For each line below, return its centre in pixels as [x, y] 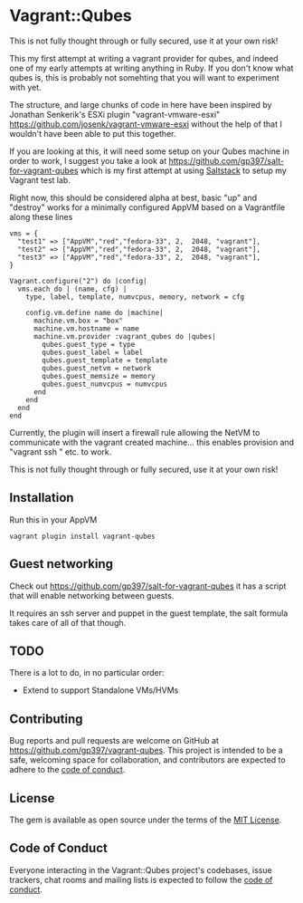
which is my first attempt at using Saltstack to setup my [183, 170]
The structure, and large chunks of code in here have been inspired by [141, 104]
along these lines [41, 216]
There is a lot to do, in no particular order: [87, 673]
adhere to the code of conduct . [67, 770]
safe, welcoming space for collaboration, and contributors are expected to [148, 760]
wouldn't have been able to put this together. [93, 133]
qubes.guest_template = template [105, 360]
